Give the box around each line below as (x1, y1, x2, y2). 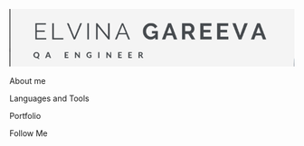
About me (9, 76, 46, 87)
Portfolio (9, 111, 42, 122)
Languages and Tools (9, 93, 90, 104)
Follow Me (9, 128, 48, 139)
